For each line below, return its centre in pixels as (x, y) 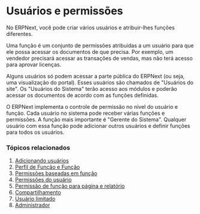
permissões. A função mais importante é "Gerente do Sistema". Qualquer (96, 119)
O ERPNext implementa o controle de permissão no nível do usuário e (92, 106)
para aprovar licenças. (34, 65)
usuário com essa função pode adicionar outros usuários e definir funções (98, 126)
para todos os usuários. (35, 132)
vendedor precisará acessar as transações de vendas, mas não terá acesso (99, 58)
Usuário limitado (35, 199)
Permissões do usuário (43, 180)
